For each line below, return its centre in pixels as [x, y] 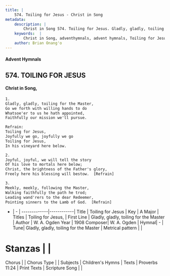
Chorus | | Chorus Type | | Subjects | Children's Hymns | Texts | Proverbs [81, 263]
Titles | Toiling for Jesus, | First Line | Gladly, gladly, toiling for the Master [89, 217]
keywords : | [28, 34]
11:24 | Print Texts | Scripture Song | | [44, 268]
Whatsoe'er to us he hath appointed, [45, 113]
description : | [30, 24]
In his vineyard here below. [36, 146]
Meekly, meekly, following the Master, [47, 188]
